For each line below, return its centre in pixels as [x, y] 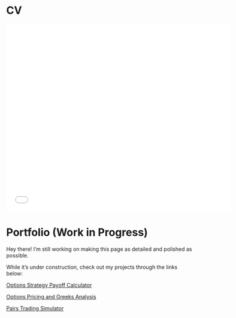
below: [14, 273]
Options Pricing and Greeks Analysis [51, 296]
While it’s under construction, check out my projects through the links [92, 267]
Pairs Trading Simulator [35, 308]
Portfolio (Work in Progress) [77, 232]
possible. [17, 255]
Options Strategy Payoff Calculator [49, 285]
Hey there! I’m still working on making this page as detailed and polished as [99, 249]
